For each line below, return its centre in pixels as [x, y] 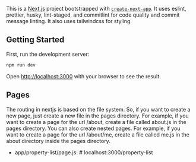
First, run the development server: [48, 54]
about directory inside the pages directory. [59, 141]
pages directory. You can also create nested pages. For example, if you [93, 128]
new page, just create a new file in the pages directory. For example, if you [97, 116]
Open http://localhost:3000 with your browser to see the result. [84, 76]
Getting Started [35, 40]
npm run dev [21, 65]
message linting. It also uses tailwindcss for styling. [69, 21]
